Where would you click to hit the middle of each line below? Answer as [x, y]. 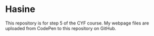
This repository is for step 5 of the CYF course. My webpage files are [77, 23]
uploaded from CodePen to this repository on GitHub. [61, 28]
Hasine [20, 9]
